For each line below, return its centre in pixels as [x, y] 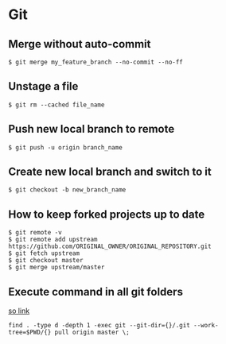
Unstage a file [43, 86]
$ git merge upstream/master [56, 268]
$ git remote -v [35, 233]
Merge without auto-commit [80, 44]
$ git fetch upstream [44, 253]
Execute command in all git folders [95, 292]
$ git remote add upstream [53, 240]
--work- [206, 326]
